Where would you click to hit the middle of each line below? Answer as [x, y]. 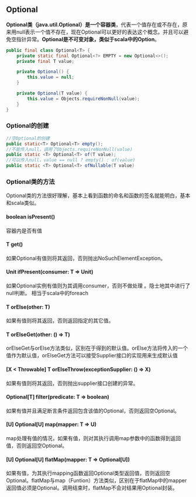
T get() [15, 244]
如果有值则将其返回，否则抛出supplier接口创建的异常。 [72, 383]
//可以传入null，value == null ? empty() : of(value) [71, 160]
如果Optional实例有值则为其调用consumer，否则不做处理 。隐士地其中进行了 [98, 286]
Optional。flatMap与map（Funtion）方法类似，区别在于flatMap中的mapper [97, 481]
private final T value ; [46, 61]
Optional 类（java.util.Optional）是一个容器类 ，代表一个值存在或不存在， [94, 24]
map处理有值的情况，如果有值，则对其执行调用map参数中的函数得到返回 [94, 438]
